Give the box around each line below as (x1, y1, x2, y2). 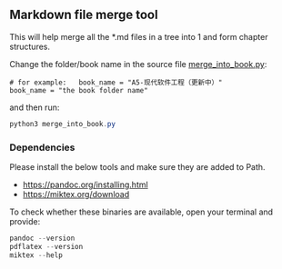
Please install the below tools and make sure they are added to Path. (9, 161, 266, 172)
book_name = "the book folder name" (9, 85, 148, 95)
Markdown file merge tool (9, 7, 158, 23)
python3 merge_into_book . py (9, 119, 116, 128)
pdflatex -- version (9, 242, 84, 251)
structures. (9, 41, 50, 52)
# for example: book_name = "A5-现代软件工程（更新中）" (9, 77, 223, 87)
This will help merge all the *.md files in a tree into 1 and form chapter (9, 31, 268, 42)
